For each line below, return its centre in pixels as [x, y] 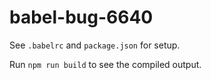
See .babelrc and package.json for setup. [95, 45]
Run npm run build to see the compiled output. [105, 64]
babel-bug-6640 [81, 17]
